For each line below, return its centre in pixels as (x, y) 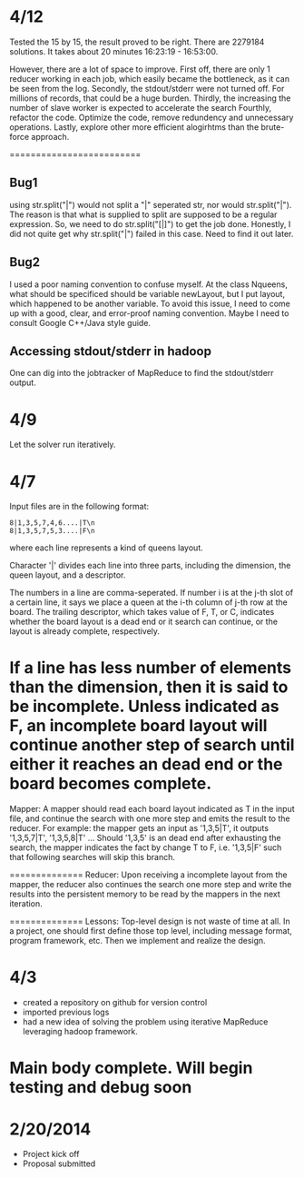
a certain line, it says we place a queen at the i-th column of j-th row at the (148, 602)
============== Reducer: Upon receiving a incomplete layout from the (148, 875)
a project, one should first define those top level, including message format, (151, 931)
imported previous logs (66, 1012)
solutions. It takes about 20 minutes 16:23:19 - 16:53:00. (114, 51)
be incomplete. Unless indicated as (144, 707)
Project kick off (51, 1154)
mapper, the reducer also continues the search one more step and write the (151, 885)
